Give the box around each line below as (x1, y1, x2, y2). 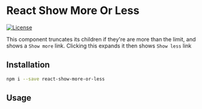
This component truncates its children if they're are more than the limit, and (6, 35, 197, 43)
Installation (6, 60, 50, 70)
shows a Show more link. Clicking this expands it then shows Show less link (6, 42, 192, 49)
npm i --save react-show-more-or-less (6, 76, 105, 82)
